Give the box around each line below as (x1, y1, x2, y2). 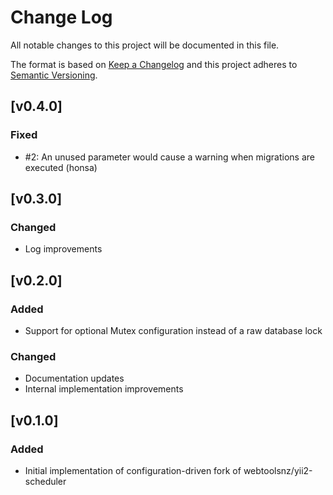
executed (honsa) (24, 161, 98, 173)
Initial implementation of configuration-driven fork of (24, 464, 242, 476)
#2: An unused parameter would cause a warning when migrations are (24, 151, 315, 163)
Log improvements (24, 243, 103, 255)
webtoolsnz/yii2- (243, 464, 313, 476)
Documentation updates (24, 372, 125, 385)
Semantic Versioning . (10, 69, 98, 81)
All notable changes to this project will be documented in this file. (10, 39, 280, 51)
